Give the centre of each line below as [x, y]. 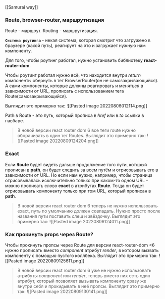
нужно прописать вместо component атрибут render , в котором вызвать [82, 250]
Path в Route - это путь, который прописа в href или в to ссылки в [75, 115]
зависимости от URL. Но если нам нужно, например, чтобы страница [79, 175]
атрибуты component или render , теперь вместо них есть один [84, 275]
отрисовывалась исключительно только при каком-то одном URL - [77, 180]
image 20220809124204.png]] [67, 141]
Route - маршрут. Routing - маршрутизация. [52, 31]
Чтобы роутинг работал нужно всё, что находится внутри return [73, 75]
